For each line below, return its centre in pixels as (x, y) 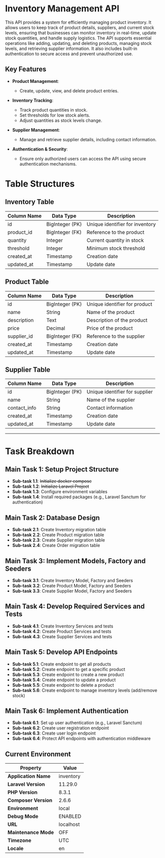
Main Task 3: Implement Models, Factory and (75, 561)
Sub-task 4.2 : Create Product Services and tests (62, 631)
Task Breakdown (40, 451)
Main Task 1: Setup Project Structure (62, 469)
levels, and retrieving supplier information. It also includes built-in (71, 48)
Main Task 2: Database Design (52, 518)
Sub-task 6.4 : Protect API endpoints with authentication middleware (81, 739)
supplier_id (20, 336)
